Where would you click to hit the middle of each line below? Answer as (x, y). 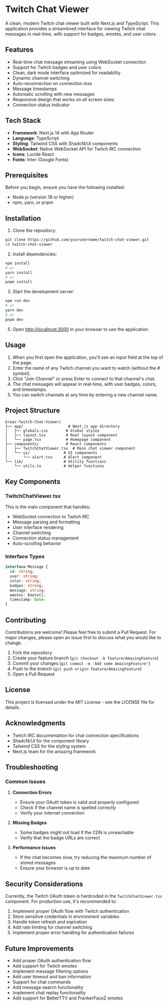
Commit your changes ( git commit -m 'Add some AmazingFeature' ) (81, 663)
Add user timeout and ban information (52, 976)
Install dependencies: (35, 254)
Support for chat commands (42, 982)
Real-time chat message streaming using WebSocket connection (79, 62)
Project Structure (33, 410)
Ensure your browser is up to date (55, 868)
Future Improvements (40, 948)
